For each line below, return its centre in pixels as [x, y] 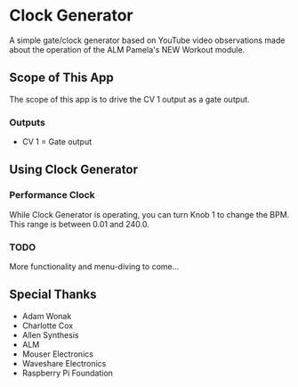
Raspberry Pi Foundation [68, 373]
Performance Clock [52, 195]
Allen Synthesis [50, 334]
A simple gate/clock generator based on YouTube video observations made [147, 40]
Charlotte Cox [48, 325]
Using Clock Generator [73, 170]
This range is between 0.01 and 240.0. [79, 224]
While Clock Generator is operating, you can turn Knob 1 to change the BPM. [149, 214]
